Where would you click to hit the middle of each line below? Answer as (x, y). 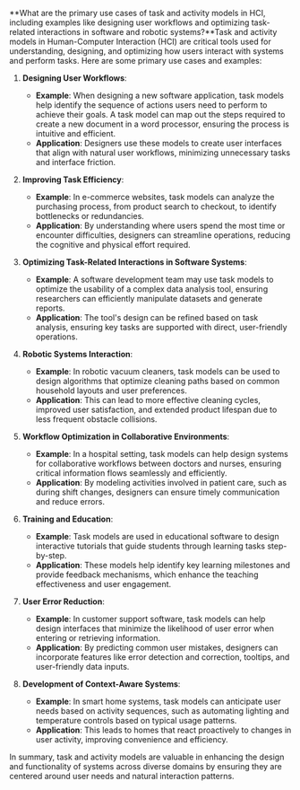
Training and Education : (68, 519)
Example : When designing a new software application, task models (160, 95)
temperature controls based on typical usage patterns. (136, 720)
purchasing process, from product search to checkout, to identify (156, 206)
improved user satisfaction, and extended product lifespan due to (156, 409)
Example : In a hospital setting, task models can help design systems (162, 454)
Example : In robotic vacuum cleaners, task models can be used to (158, 371)
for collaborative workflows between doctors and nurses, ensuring (159, 463)
